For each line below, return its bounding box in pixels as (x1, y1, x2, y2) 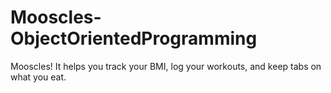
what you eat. (10, 71, 67, 83)
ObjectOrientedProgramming (10, 27, 258, 50)
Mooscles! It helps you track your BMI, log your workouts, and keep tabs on (10, 60, 322, 72)
